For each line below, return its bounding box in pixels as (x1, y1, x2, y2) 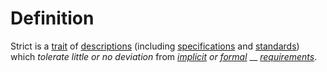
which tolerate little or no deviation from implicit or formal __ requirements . (10, 50, 318, 62)
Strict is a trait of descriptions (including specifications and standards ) (10, 40, 300, 52)
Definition (10, 7, 95, 30)
